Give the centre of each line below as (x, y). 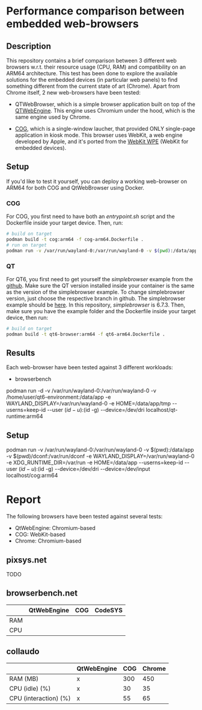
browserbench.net (42, 593)
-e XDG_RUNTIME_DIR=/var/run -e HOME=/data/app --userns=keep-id (95, 462)
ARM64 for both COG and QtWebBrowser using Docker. (75, 187)
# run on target (26, 245)
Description (29, 46)
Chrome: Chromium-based (48, 541)
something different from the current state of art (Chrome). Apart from (93, 86)
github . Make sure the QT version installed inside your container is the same (100, 285)
